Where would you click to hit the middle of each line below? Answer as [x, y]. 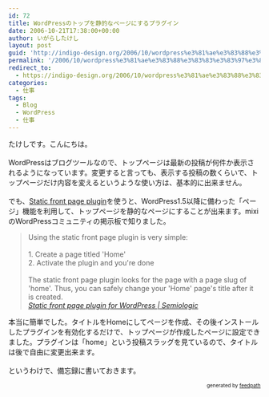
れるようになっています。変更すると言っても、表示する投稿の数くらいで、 [130, 172]
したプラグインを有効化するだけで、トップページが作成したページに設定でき [134, 332]
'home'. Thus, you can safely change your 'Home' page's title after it [141, 288]
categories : [28, 83]
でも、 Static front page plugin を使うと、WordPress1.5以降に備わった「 [125, 201]
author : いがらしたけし [44, 38]
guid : [17, 53]
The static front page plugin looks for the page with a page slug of [137, 280]
